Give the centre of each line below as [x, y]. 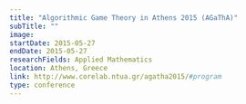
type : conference [42, 85]
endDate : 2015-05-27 [49, 52]
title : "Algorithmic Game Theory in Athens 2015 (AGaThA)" [124, 18]
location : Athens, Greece [58, 69]
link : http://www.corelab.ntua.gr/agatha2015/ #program [116, 77]
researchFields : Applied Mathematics [81, 60]
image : [22, 34]
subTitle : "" [34, 26]
